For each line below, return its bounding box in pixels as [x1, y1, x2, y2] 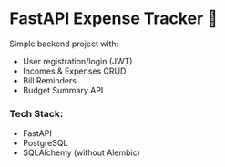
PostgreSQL [22, 138, 68, 149]
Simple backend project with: [9, 38, 119, 49]
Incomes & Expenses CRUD [22, 65, 127, 76]
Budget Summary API [22, 84, 104, 95]
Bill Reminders [22, 74, 77, 85]
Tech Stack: [9, 107, 64, 120]
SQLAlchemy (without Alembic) [22, 147, 141, 158]
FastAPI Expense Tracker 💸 [9, 8, 219, 29]
